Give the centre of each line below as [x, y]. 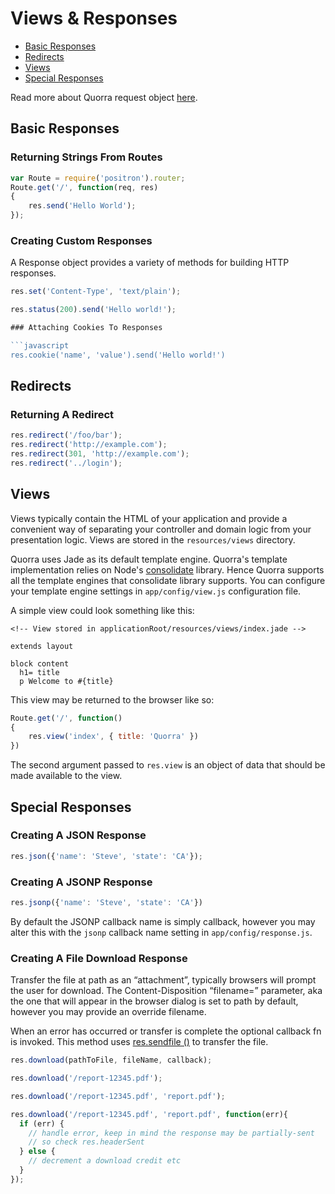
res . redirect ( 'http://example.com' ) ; [89, 445]
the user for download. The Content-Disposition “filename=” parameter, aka [166, 991]
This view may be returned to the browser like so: [112, 699]
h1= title [39, 672]
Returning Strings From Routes [86, 157]
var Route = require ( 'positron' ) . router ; [98, 178]
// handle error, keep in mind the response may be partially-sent [171, 1133]
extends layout [42, 646]
